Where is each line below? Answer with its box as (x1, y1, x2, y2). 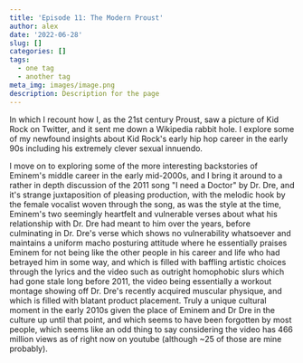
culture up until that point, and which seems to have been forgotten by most (9, 314, 292, 325)
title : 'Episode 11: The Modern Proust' (9, 13, 165, 23)
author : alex (9, 22, 59, 31)
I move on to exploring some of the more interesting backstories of (9, 160, 258, 171)
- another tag (17, 72, 71, 81)
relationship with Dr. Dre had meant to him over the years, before (9, 218, 251, 229)
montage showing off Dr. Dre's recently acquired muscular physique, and (9, 285, 282, 296)
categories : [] (9, 47, 67, 56)
